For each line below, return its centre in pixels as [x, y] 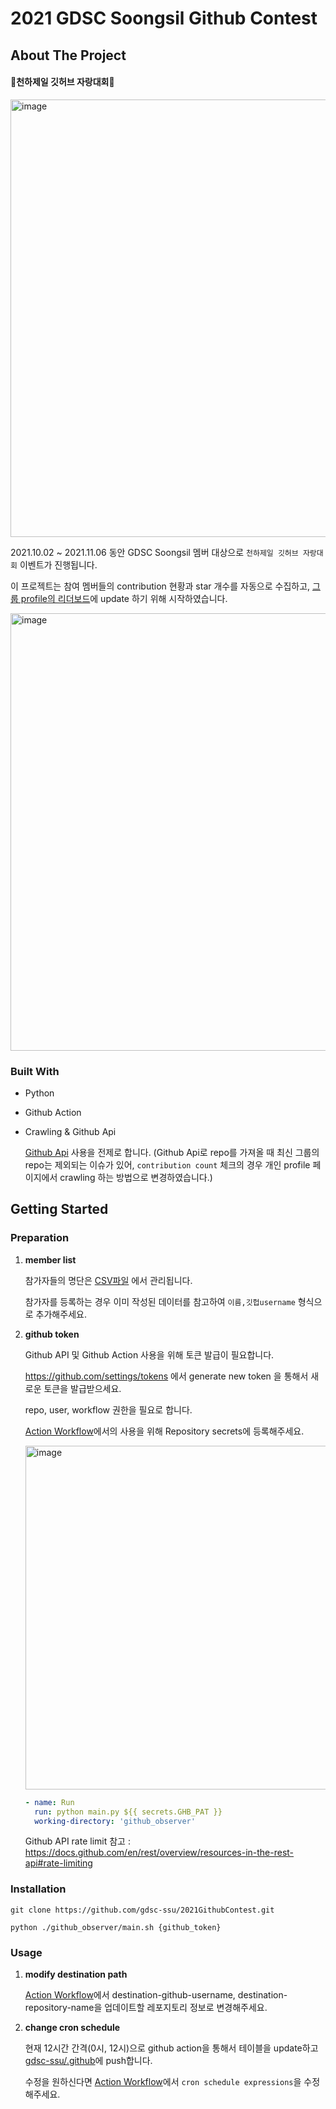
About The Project [68, 55]
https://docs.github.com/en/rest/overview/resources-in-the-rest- [159, 1853]
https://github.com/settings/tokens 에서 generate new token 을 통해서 [166, 1376]
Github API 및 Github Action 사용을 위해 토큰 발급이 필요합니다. [149, 1354]
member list [50, 1259]
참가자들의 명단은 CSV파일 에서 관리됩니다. [108, 1280]
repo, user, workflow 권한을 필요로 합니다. [108, 1409]
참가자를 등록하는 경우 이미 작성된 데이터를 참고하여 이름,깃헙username [160, 1301]
